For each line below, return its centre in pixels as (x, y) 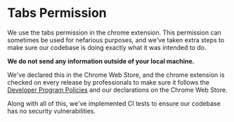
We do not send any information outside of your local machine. (101, 61)
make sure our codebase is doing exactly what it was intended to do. (107, 47)
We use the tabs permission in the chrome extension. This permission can (114, 32)
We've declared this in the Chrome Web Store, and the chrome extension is (116, 75)
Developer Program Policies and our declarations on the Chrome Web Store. (117, 90)
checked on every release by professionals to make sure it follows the (108, 82)
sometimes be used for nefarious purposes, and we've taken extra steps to (116, 39)
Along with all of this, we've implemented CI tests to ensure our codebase (114, 103)
